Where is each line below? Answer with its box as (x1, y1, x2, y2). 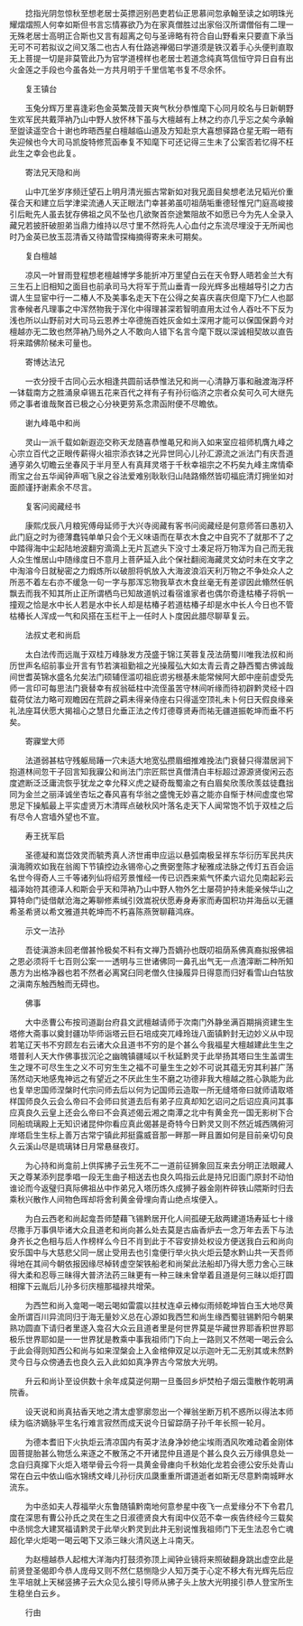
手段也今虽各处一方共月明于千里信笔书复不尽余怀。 (40, 64, 231, 75)
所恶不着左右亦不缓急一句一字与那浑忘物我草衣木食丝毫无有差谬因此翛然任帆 (9, 577, 294, 587)
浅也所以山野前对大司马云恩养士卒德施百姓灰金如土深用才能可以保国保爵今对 (9, 315, 294, 325)
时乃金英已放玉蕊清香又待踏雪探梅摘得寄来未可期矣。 (9, 231, 207, 242)
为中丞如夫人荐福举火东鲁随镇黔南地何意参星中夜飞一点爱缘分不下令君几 (24, 1501, 294, 1511)
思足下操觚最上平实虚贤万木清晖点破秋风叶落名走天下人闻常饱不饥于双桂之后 (9, 800, 294, 811)
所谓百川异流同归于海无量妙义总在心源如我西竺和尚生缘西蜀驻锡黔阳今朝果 (16, 1312, 294, 1322)
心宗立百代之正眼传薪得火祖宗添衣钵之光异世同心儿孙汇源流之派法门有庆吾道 (9, 448, 294, 459)
